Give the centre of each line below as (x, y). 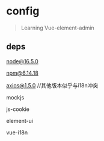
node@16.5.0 (23, 61)
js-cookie (18, 109)
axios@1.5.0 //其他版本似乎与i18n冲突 (52, 85)
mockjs (15, 97)
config (23, 11)
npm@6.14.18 (23, 73)
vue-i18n (17, 132)
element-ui (20, 121)
